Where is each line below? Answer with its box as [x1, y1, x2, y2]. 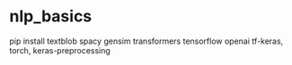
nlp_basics [9, 6, 93, 27]
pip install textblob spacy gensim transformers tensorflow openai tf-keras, [9, 36, 284, 46]
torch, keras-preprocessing [9, 45, 111, 55]
